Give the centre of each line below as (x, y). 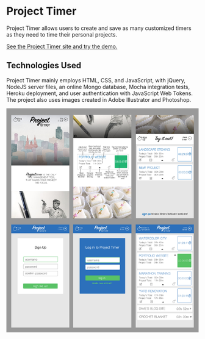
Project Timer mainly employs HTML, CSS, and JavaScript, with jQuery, (96, 80)
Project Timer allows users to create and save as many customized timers (99, 28)
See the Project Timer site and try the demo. (62, 46)
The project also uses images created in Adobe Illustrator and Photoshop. (99, 99)
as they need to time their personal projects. (62, 34)
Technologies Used (44, 66)
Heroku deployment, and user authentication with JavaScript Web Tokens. (100, 93)
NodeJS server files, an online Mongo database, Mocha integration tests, (98, 87)
